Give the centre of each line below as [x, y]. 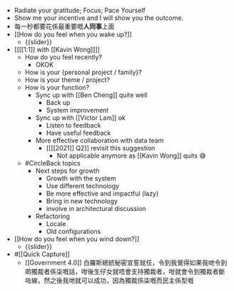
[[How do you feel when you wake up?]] [73, 34]
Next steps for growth [67, 171]
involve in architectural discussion [96, 209]
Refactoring [52, 216]
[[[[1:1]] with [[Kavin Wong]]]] [57, 50]
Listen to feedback [73, 125]
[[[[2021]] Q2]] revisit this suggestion [101, 148]
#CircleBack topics [52, 163]
